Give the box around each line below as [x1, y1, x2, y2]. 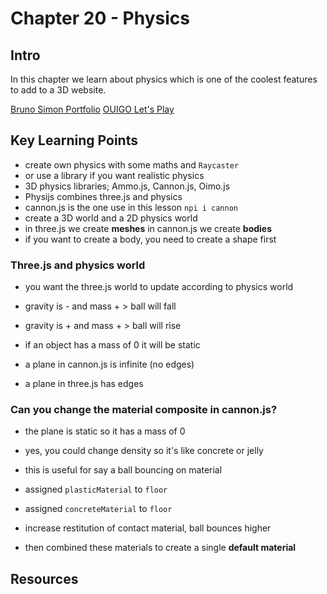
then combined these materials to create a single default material [24, 542, 297, 554]
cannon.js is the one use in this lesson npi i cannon [24, 201, 238, 213]
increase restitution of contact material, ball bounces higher [24, 522, 272, 534]
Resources [10, 570, 79, 587]
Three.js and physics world [10, 258, 146, 272]
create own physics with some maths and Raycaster [24, 158, 240, 171]
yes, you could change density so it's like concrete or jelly [24, 445, 264, 457]
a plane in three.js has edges [24, 378, 144, 390]
